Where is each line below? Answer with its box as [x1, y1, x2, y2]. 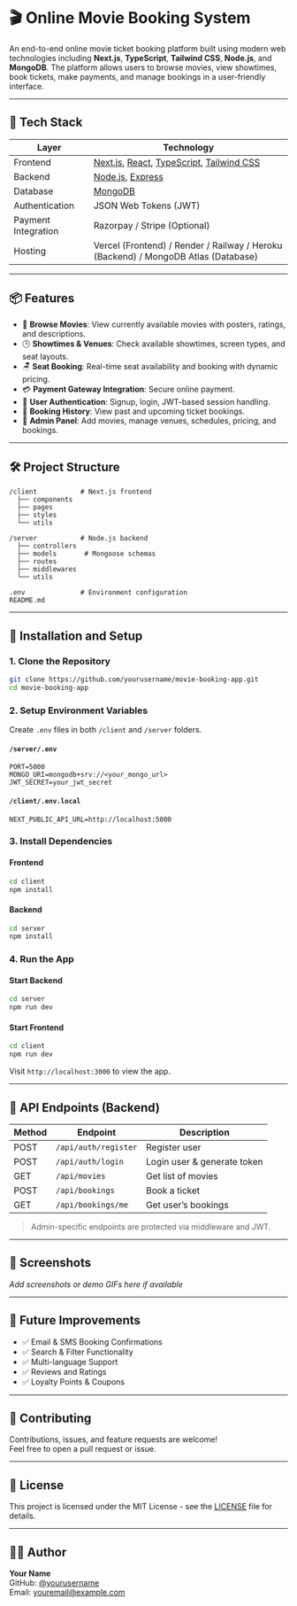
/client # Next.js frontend [9, 487, 152, 497]
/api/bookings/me [56, 1199, 129, 1210]
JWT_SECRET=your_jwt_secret [9, 778, 113, 787]
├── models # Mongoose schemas [17, 549, 156, 559]
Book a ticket [145, 1184, 201, 1197]
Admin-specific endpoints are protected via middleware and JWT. [30, 1221, 271, 1232]
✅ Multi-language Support [21, 1356, 118, 1367]
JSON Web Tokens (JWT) [93, 199, 201, 212]
